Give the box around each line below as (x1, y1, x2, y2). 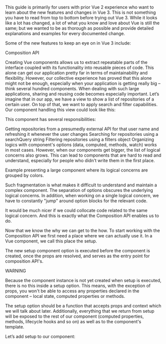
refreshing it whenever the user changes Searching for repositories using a (5, 131, 159, 137)
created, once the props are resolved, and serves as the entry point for (5, 253, 150, 259)
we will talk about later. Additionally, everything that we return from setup (5, 308, 155, 314)
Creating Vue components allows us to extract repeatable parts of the (5, 59, 148, 65)
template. (5, 324, 25, 330)
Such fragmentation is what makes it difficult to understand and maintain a (5, 182, 157, 188)
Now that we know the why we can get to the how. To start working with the (5, 228, 160, 233)
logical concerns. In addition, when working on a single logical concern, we (5, 193, 159, 198)
